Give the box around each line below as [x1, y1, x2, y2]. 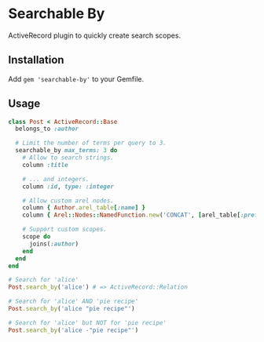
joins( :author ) [28, 240, 79, 248]
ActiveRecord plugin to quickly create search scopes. [8, 31, 181, 40]
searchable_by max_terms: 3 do [15, 147, 118, 155]
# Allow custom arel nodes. [22, 197, 114, 205]
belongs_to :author [15, 125, 79, 133]
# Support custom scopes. [22, 225, 108, 234]
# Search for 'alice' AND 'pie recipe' [8, 297, 139, 306]
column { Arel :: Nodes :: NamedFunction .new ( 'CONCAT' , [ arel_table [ [22, 211, 241, 220]
